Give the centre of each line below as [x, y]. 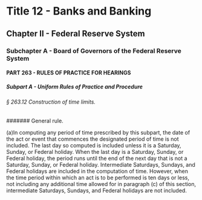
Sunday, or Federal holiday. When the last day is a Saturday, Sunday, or [95, 152]
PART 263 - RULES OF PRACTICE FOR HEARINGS [69, 73]
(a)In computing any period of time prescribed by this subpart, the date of [98, 132]
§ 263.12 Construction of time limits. [51, 102]
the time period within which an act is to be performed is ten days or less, [98, 178]
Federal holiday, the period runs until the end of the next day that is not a [97, 158]
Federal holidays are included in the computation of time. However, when [97, 171]
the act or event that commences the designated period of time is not [93, 139]
